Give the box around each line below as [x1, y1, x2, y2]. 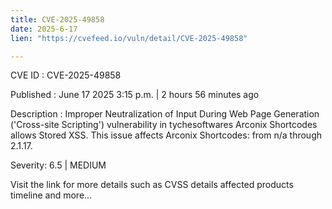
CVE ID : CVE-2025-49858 [10, 69, 122, 81]
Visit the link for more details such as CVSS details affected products [10, 179, 294, 191]
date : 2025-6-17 [10, 24, 78, 34]
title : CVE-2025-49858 [10, 14, 105, 25]
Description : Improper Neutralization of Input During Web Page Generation [10, 108, 320, 120]
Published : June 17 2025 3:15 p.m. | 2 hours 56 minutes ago [10, 89, 260, 101]
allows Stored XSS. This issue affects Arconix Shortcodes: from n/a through [10, 129, 322, 141]
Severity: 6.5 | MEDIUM [10, 159, 107, 171]
